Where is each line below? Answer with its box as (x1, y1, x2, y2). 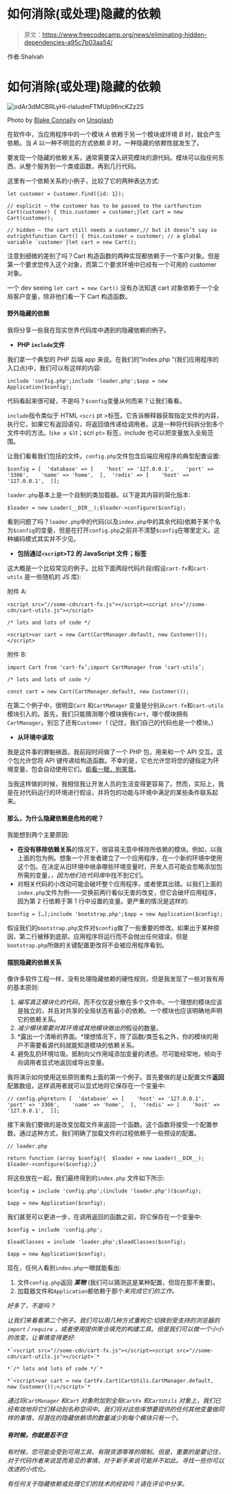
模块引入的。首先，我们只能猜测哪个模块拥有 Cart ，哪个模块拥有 (7, 710, 189, 718)
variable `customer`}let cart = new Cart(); (7, 239, 137, 246)
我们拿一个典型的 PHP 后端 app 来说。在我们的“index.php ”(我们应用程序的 (7, 355, 219, 364)
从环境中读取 (17, 733, 54, 742)
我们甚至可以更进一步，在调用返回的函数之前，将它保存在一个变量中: (7, 1212, 202, 1221)
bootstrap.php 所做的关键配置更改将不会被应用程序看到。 (7, 941, 169, 950)
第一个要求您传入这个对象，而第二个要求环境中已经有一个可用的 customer (7, 260, 217, 268)
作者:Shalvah (7, 52, 44, 61)
